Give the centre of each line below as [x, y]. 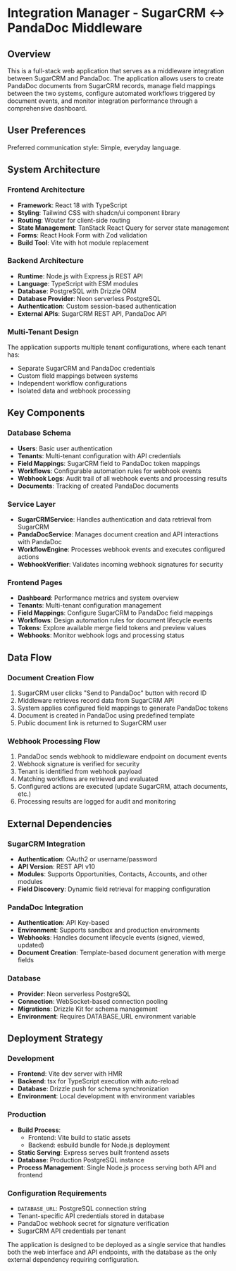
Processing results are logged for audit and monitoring [97, 802]
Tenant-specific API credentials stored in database [91, 1216]
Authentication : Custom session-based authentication [97, 306]
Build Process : [39, 1130]
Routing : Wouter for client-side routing [74, 220]
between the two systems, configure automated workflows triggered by [111, 93]
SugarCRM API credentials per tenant [72, 1231]
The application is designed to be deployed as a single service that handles [117, 1244]
